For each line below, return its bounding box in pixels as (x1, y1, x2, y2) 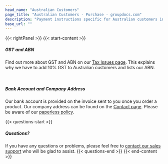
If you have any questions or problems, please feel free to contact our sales (5, 143, 161, 149)
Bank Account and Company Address (5, 86, 85, 92)
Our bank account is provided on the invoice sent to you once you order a (5, 98, 157, 104)
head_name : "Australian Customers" (5, 7, 79, 13)
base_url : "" (5, 21, 32, 27)
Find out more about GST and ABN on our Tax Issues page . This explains (5, 59, 155, 65)
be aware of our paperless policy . (5, 109, 74, 115)
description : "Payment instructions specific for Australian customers (5, 17, 157, 22)
